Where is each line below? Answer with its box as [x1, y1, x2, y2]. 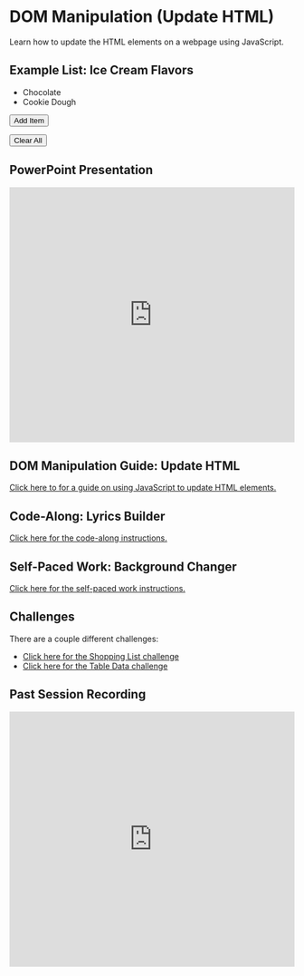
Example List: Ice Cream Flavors [9, 63, 195, 78]
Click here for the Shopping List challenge [22, 650, 179, 661]
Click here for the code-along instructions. [9, 532, 167, 543]
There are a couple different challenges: [9, 633, 159, 644]
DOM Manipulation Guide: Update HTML [9, 458, 241, 473]
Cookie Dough [22, 96, 77, 107]
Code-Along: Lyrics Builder [9, 508, 166, 523]
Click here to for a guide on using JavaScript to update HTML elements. [9, 483, 277, 493]
